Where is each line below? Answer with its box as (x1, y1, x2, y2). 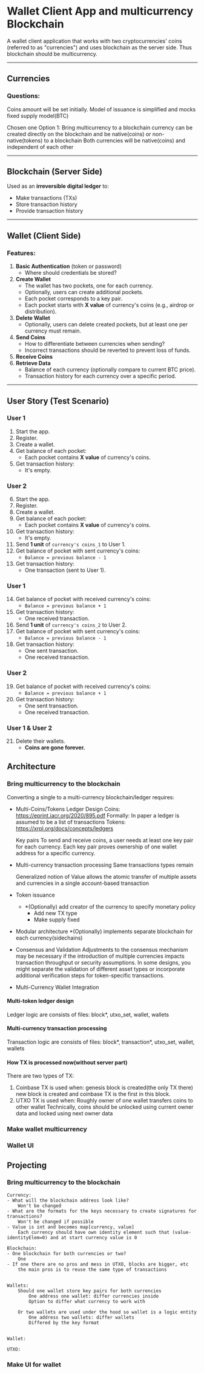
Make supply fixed (33, 916, 81, 923)
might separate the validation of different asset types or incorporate (15, 965, 185, 972)
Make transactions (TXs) (15, 194, 77, 202)
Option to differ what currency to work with (28, 1298, 146, 1304)
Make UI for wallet (7, 1360, 61, 1369)
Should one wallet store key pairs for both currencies (18, 1287, 162, 1294)
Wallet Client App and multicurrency (7, 4, 194, 18)
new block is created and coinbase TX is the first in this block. (15, 1090, 171, 1098)
